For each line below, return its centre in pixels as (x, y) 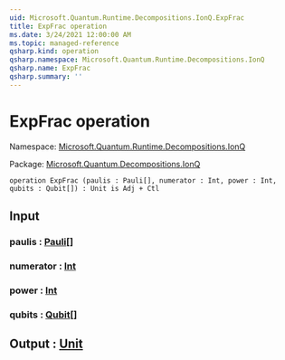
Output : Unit (46, 344)
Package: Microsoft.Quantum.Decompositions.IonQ (105, 164)
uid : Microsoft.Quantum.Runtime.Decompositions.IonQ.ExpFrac (127, 18)
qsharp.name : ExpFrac (50, 69)
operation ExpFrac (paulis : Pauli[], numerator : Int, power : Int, (143, 180)
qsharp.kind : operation (54, 52)
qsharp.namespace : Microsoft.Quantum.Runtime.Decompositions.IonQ (137, 60)
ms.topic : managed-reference (64, 43)
